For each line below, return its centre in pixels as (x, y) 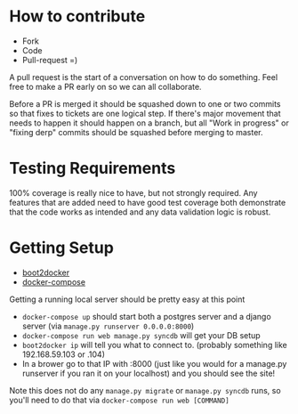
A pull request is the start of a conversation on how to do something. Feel (144, 77)
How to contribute (77, 16)
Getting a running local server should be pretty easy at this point (127, 299)
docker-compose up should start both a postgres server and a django (146, 316)
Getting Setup (61, 248)
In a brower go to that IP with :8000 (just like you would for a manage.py (154, 363)
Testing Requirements (93, 169)
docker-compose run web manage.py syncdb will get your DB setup (141, 335)
